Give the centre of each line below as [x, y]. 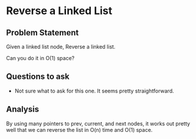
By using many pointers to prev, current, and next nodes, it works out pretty [98, 123]
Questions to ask [38, 77]
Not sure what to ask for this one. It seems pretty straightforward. [94, 91]
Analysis [23, 109]
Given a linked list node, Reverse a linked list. [61, 47]
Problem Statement [43, 33]
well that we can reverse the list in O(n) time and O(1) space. [79, 130]
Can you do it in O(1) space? [40, 58]
